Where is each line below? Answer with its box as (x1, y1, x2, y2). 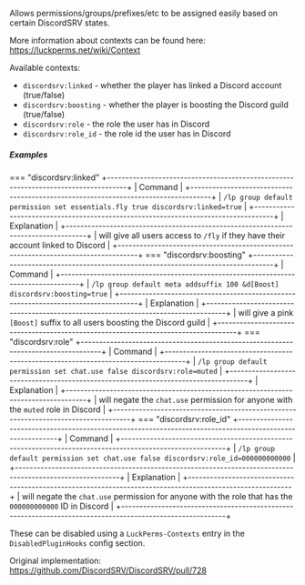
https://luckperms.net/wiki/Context (9, 45, 141, 55)
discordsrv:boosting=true (9, 289, 107, 298)
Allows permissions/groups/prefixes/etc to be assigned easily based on (9, 8, 279, 18)
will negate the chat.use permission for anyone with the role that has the (21, 490, 293, 501)
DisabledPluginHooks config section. (9, 537, 146, 549)
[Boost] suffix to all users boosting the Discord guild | (9, 317, 211, 328)
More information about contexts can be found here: (9, 35, 207, 45)
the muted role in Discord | (9, 404, 107, 415)
